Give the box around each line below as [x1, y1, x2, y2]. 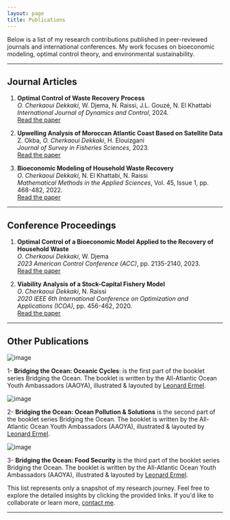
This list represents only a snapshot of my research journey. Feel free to [7, 484, 210, 492]
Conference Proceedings [7, 220, 116, 231]
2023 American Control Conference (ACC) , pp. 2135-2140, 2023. [16, 259, 201, 268]
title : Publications [7, 16, 66, 23]
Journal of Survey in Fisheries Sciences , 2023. [16, 144, 149, 152]
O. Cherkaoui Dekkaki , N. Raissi [16, 287, 107, 296]
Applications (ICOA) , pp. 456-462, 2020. [16, 302, 133, 310]
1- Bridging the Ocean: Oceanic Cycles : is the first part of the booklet [7, 367, 205, 375]
